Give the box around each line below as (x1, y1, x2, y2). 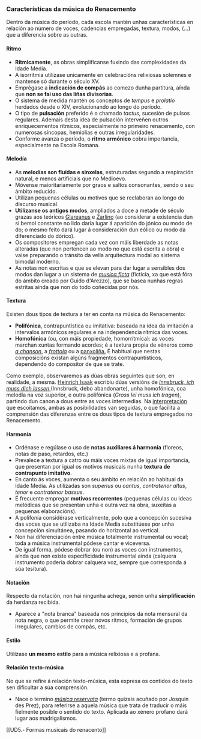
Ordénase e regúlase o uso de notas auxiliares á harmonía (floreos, (14, 444, 184, 451)
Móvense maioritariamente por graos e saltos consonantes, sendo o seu (14, 181, 194, 188)
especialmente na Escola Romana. (14, 141, 100, 148)
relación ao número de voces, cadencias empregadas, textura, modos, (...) (6, 25, 191, 32)
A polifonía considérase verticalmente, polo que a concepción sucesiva (14, 514, 192, 522)
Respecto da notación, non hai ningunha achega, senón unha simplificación (6, 592, 195, 600)
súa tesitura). (14, 565, 48, 573)
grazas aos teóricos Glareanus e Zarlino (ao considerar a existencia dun (14, 213, 193, 220)
